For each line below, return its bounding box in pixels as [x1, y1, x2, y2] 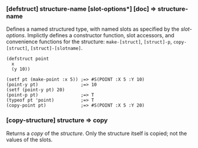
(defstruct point [6, 56, 49, 62]
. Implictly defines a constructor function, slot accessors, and [24, 32, 174, 39]
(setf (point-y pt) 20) [6, 87, 65, 93]
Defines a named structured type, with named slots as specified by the [6, 25, 180, 33]
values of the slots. [6, 136, 53, 143]
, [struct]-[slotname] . [27, 44, 83, 52]
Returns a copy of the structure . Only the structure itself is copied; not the [6, 130, 187, 137]
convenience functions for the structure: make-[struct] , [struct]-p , [6, 38, 172, 46]
